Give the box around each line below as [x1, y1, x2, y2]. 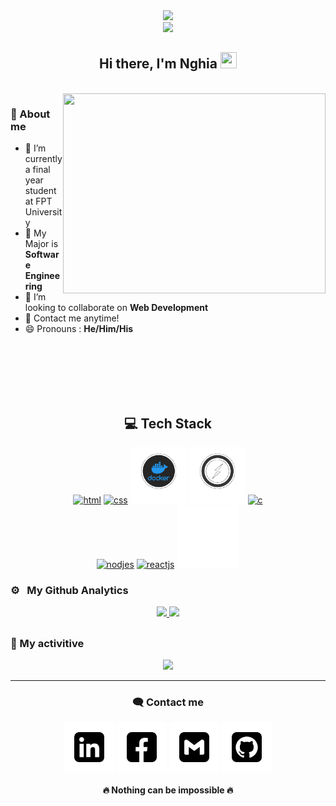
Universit [24, 206, 63, 218]
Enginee [24, 270, 61, 282]
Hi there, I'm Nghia [99, 55, 218, 73]
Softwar [24, 249, 60, 261]
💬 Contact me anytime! [24, 312, 120, 324]
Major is [24, 238, 59, 250]
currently [24, 153, 63, 165]
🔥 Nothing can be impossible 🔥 [102, 784, 234, 796]
